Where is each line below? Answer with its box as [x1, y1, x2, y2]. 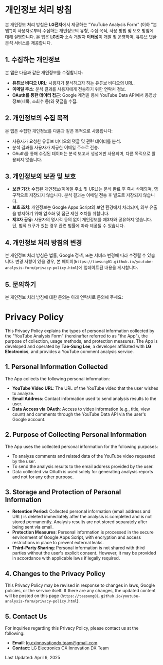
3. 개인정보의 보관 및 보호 [5, 172, 76, 180]
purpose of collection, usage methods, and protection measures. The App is [5, 338, 158, 344]
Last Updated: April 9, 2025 [5, 655, 61, 660]
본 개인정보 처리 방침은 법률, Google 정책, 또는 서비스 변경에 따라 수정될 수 [5, 252, 146, 258]
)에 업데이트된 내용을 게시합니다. [77, 265, 139, 270]
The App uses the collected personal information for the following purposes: [5, 443, 158, 449]
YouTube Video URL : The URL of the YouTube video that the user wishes [12, 385, 159, 391]
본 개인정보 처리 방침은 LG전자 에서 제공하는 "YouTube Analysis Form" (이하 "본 [5, 22, 157, 27]
